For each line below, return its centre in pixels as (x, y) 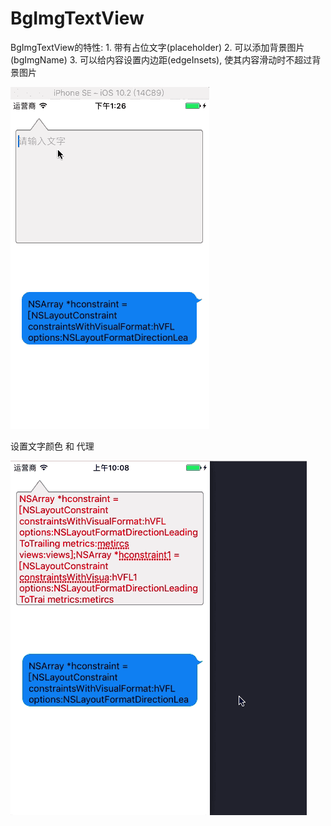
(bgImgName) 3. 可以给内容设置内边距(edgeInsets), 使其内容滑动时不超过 (161, 59)
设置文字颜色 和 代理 (52, 446)
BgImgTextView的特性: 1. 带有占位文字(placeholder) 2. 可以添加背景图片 (157, 47)
